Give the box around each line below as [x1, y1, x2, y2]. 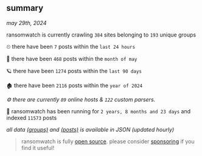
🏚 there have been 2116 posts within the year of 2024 [6, 82, 143, 89]
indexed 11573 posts [6, 114, 57, 121]
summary [6, 3, 44, 13]
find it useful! [21, 144, 55, 151]
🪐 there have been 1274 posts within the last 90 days [6, 67, 142, 74]
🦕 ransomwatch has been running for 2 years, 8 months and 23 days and [6, 107, 191, 115]
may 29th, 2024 [6, 19, 47, 26]
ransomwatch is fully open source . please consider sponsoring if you [21, 138, 195, 145]
